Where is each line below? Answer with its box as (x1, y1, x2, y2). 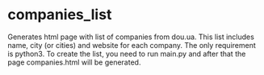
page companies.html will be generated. (7, 57, 141, 67)
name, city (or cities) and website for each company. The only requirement (7, 40, 256, 49)
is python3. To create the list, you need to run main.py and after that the (7, 49, 246, 58)
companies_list (7, 6, 112, 24)
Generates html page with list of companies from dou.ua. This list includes (7, 32, 255, 41)
